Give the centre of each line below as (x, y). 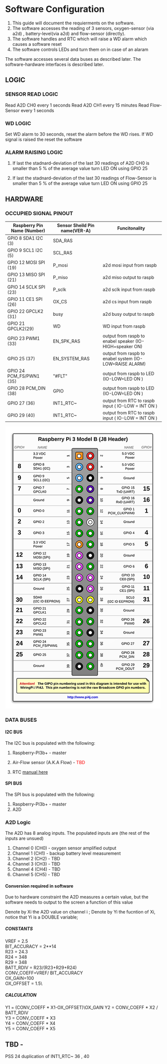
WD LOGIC (18, 123)
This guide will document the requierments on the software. (74, 23)
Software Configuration (55, 9)
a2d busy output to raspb (128, 314)
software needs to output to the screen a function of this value (69, 902)
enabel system (118, 358)
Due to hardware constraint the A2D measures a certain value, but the (77, 897)
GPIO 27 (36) (21, 403)
